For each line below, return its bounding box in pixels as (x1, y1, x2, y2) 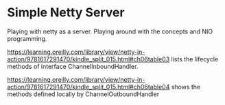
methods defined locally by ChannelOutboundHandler (7, 90, 160, 98)
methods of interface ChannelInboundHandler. (7, 62, 139, 70)
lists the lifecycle (171, 55, 218, 63)
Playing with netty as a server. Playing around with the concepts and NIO (7, 27, 213, 35)
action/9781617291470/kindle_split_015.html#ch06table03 (7, 55, 170, 63)
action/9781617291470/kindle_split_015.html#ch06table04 (7, 82, 170, 91)
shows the (171, 82, 201, 91)
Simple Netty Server (7, 5, 125, 20)
